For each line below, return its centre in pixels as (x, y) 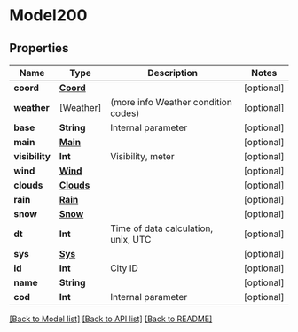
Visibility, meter (142, 156)
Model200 (48, 15)
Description (173, 73)
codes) (125, 113)
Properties (39, 48)
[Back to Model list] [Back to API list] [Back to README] (111, 319)
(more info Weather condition (171, 102)
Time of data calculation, (162, 228)
